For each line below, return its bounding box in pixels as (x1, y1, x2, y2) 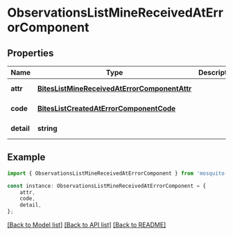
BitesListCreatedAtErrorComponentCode (37, 104, 176, 113)
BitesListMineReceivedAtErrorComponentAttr (37, 84, 192, 93)
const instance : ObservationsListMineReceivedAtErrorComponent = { (7, 182, 207, 189)
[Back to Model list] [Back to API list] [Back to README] (7, 220, 166, 229)
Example (7, 151, 46, 164)
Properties (7, 47, 54, 59)
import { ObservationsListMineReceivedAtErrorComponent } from (7, 170, 194, 177)
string (37, 123, 58, 133)
